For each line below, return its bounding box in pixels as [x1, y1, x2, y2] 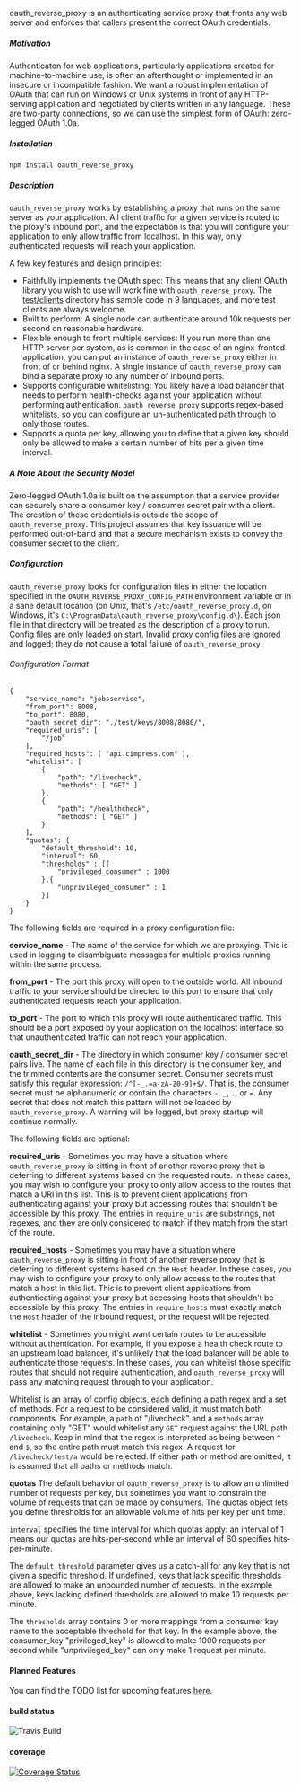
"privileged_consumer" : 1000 [56, 867, 170, 876]
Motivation [9, 38, 51, 48]
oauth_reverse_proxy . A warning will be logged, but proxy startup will [9, 1106, 264, 1117]
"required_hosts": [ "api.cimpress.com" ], [25, 750, 191, 759]
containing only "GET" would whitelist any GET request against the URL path [9, 1422, 288, 1433]
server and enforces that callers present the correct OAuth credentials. [9, 17, 271, 28]
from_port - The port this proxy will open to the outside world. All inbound [9, 976, 283, 987]
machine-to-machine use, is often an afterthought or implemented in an [9, 69, 274, 80]
